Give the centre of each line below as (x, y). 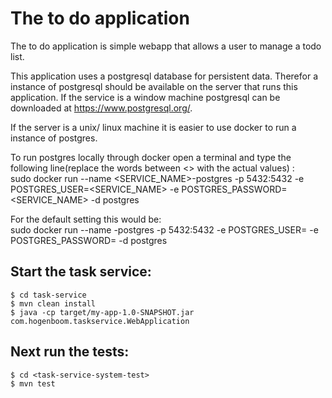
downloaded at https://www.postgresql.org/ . (101, 108)
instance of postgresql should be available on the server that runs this (154, 86)
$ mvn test (33, 383)
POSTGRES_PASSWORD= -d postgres (89, 240)
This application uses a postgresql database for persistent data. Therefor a (164, 76)
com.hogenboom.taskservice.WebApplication (100, 321)
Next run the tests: (70, 352)
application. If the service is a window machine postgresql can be (145, 97)
